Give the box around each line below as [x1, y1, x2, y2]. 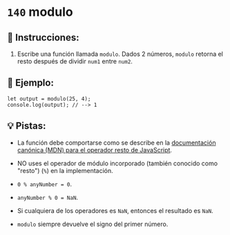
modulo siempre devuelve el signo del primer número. [17, 220, 169, 228]
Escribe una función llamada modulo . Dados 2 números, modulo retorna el [17, 50, 223, 58]
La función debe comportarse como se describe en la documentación [17, 139, 216, 147]
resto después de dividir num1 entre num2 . [17, 57, 133, 65]
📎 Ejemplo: [7, 77, 54, 89]
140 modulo [7, 4, 74, 20]
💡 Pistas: [7, 120, 46, 132]
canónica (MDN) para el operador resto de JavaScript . [17, 145, 173, 154]
